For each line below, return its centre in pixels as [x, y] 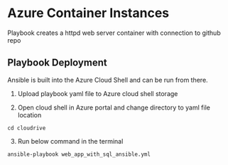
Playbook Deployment [58, 63]
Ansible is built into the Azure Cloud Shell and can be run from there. [108, 80]
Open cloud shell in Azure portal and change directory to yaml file [114, 107]
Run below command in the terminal [70, 141]
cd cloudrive [27, 128]
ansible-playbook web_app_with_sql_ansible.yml [79, 154]
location [29, 115]
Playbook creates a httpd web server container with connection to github [114, 33]
